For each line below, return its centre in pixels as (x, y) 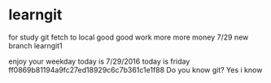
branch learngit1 (35, 45)
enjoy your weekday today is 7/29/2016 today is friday (99, 61)
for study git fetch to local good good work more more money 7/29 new (129, 37)
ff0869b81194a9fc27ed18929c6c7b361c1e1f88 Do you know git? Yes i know (135, 69)
